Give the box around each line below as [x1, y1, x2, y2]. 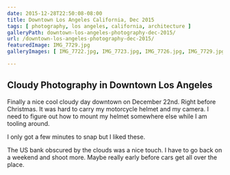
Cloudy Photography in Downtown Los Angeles [7, 79, 213, 91]
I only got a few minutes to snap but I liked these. [7, 133, 146, 141]
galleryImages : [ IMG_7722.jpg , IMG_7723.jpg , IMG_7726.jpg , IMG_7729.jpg [7, 49, 225, 55]
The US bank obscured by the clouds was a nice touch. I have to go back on [7, 146, 222, 154]
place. [7, 160, 25, 168]
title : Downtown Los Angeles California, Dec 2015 [7, 16, 155, 23]
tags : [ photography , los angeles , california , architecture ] [7, 23, 192, 29]
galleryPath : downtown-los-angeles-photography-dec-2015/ [7, 29, 176, 36]
